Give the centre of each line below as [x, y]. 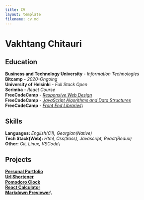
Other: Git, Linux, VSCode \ [33, 144]
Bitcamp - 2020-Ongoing [31, 79]
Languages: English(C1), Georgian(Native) [49, 133]
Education [21, 62]
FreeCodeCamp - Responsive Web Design [49, 95]
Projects [18, 159]
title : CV [15, 10]
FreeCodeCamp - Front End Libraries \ [44, 105]
